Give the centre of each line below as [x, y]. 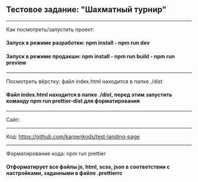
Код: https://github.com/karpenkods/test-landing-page [73, 136]
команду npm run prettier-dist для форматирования [73, 101]
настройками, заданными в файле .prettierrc [64, 173]
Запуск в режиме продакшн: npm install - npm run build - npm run [90, 56]
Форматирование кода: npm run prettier [56, 153]
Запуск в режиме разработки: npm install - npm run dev [78, 43]
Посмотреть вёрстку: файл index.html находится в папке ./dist [85, 81]
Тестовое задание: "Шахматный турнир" [86, 10]
